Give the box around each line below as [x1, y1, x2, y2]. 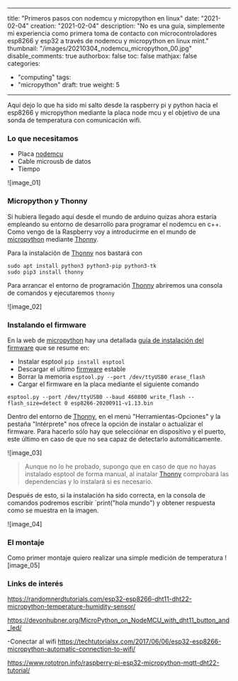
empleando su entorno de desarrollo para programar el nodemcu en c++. [7, 220, 222, 228]
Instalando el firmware [7, 320, 87, 330]
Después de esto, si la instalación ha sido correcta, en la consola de [7, 490, 205, 500]
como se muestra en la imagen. [7, 506, 99, 514]
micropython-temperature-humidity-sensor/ [7, 602, 136, 611]
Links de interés [7, 579, 64, 589]
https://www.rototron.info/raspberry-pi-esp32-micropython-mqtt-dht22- [7, 658, 220, 667]
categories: [7, 60, 40, 67]
